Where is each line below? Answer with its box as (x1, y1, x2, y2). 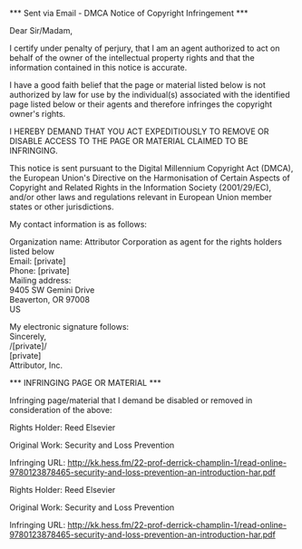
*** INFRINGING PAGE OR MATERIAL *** (9, 378, 161, 388)
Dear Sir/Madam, (9, 25, 73, 35)
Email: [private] (9, 255, 66, 266)
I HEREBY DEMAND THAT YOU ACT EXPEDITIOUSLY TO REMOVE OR (9, 126, 269, 137)
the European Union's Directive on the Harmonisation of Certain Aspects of (9, 172, 290, 183)
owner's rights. (9, 109, 66, 119)
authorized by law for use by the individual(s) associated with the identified (9, 90, 290, 100)
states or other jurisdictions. (9, 201, 114, 212)
